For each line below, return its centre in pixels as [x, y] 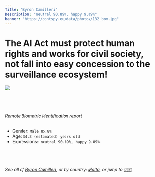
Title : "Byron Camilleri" [31, 10]
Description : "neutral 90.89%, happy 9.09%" [51, 14]
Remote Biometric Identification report [44, 116]
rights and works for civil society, [74, 53]
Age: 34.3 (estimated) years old [46, 136]
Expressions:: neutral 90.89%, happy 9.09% [56, 141]
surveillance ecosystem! [56, 74]
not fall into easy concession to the [77, 64]
